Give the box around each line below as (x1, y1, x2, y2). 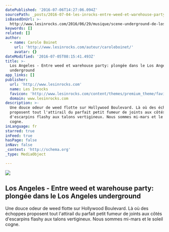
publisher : (5, 77, 28, 82)
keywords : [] (5, 26, 33, 31)
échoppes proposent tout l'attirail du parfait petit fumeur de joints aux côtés (5, 210, 162, 216)
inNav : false (5, 142, 33, 148)
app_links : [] (5, 73, 35, 78)
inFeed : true (5, 133, 33, 138)
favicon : (10, 91, 28, 96)
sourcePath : (5, 12, 30, 17)
